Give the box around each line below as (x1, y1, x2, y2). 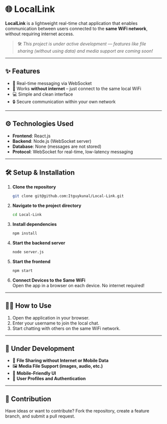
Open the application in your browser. (12, 315, 90, 320)
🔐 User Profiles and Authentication (12, 376, 86, 382)
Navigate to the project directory (12, 203, 82, 209)
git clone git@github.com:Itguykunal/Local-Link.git (12, 194, 124, 199)
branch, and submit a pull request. (5, 413, 76, 419)
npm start (12, 268, 33, 273)
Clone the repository (12, 184, 56, 190)
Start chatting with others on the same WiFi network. (12, 325, 121, 331)
